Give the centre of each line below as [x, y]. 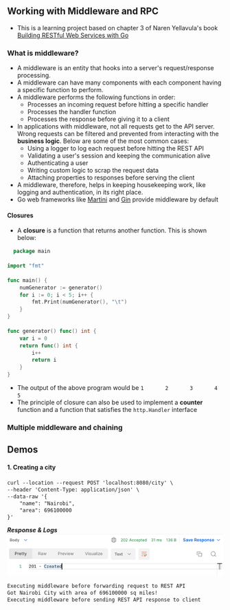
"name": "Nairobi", [47, 503]
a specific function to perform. [60, 90]
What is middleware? [43, 53]
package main [32, 251]
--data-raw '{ [27, 497]
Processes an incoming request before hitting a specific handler [118, 105]
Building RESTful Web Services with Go [73, 35]
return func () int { [49, 346]
